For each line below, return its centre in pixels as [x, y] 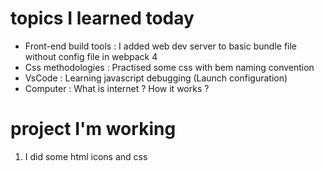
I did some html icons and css [86, 156]
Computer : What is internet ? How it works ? [117, 88]
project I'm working [93, 129]
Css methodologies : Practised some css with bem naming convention [169, 67]
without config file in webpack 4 [91, 56]
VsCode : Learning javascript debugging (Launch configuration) [156, 78]
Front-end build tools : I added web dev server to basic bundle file [161, 46]
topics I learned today [102, 18]
